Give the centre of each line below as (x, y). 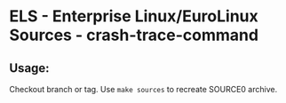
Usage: (30, 68)
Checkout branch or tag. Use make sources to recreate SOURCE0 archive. (143, 89)
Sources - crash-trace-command (134, 35)
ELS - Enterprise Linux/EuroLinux (134, 16)
